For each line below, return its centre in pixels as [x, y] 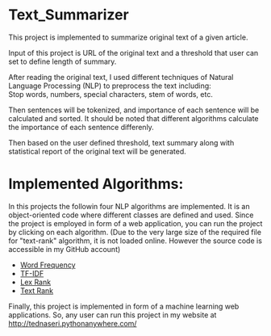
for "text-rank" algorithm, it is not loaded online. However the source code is [135, 241]
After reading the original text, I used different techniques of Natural [121, 77]
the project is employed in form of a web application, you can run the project [135, 223]
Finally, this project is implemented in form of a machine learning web [124, 306]
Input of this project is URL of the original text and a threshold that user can [133, 52]
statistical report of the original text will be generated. [98, 151]
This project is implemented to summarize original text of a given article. [128, 37]
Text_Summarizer [69, 15]
